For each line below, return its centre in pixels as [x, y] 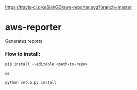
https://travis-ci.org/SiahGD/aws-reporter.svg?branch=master [68, 7]
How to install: [23, 54]
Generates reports [24, 41]
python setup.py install [31, 83]
